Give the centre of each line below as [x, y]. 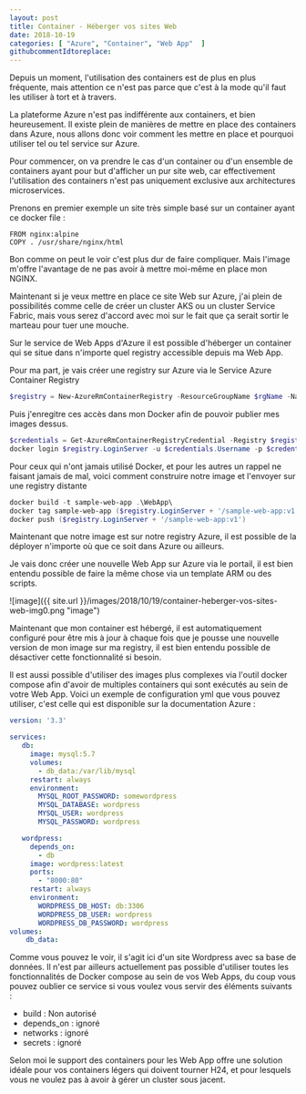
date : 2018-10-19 [42, 35]
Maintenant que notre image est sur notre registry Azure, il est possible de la [153, 537]
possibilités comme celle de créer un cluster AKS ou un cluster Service [143, 306]
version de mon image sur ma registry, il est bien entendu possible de [140, 648]
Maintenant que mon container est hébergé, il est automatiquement [136, 629]
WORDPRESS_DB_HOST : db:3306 [91, 906]
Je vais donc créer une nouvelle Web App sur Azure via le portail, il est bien [152, 564]
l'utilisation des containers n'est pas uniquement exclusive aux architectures [153, 181]
